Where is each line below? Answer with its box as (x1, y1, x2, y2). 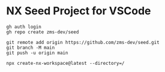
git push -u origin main (6, 49, 68, 56)
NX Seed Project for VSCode (6, 4, 151, 18)
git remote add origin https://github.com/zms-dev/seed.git (6, 39, 160, 45)
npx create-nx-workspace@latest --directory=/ (6, 60, 125, 66)
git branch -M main (6, 45, 55, 51)
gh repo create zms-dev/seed (6, 29, 79, 35)
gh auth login (6, 24, 42, 30)
